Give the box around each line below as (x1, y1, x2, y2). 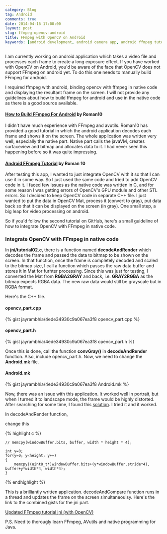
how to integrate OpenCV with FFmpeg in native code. (5, 223, 116, 229)
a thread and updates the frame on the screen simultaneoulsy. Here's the (5, 494, 155, 500)
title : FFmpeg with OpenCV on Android (5, 35, 85, 40)
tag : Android (5, 12, 32, 17)
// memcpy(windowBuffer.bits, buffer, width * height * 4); (5, 440, 133, 445)
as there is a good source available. (5, 100, 78, 106)
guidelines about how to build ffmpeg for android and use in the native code (5, 95, 161, 101)
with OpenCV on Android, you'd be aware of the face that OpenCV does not (5, 64, 161, 70)
